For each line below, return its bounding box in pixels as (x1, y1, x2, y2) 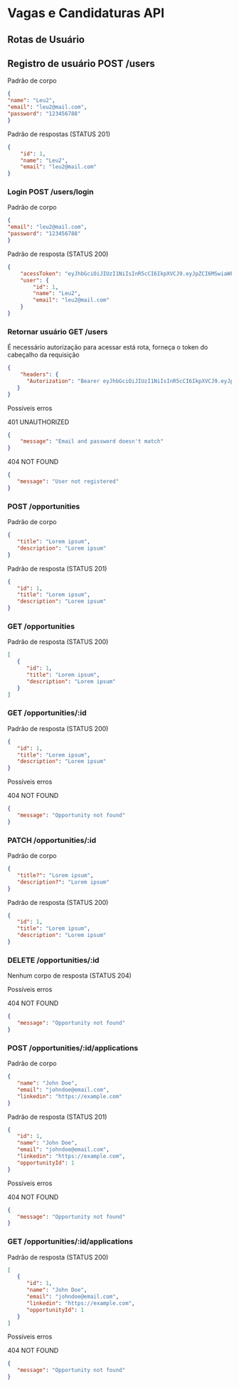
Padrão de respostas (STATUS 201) (7, 130, 111, 138)
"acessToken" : (20, 270, 62, 277)
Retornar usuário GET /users (7, 327, 108, 337)
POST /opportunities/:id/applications (7, 1043, 139, 1053)
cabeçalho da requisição (7, 351, 80, 359)
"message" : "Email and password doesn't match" (20, 438, 164, 445)
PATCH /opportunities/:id (7, 835, 97, 845)
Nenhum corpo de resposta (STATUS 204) (7, 971, 132, 980)
